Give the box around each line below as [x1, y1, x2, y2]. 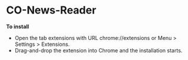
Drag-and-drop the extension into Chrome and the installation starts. [14, 46, 183, 54]
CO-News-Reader [6, 4, 97, 17]
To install [6, 23, 30, 30]
